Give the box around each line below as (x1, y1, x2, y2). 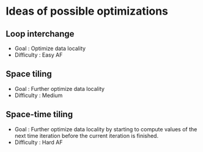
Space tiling (6, 69, 53, 79)
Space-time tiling (6, 109, 73, 120)
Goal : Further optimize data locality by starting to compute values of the (14, 125, 197, 132)
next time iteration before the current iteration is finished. (14, 132, 159, 139)
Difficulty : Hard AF (14, 139, 63, 146)
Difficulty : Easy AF (14, 51, 63, 59)
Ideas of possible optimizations (6, 4, 169, 18)
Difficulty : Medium (14, 92, 63, 99)
